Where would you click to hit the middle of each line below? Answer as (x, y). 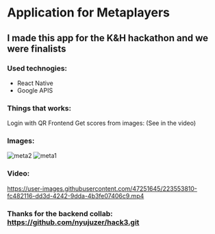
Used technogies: (37, 68)
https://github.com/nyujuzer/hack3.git (73, 222)
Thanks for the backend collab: (60, 213)
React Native (35, 83)
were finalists (37, 48)
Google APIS (35, 90)
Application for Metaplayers (88, 13)
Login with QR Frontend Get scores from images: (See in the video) (102, 123)
